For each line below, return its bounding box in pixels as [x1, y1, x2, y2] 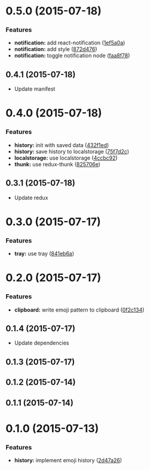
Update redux [14, 194, 48, 201]
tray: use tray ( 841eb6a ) [14, 250, 75, 258]
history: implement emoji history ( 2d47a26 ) [14, 457, 123, 464]
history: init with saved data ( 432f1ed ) [14, 141, 109, 148]
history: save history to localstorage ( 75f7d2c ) [14, 148, 130, 155]
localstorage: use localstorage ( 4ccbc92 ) [14, 154, 118, 161]
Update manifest [14, 85, 56, 92]
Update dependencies [14, 339, 69, 346]
